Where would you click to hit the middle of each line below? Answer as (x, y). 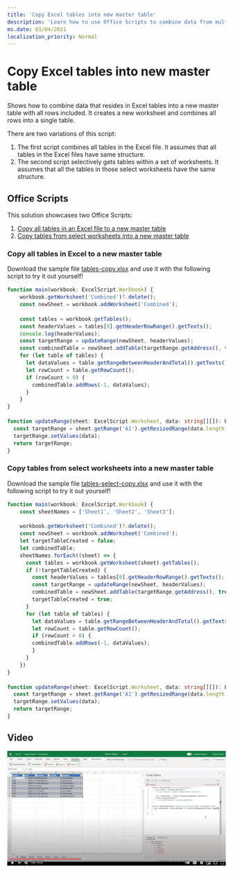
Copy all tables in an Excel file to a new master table (92, 228)
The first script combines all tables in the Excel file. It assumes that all (117, 147)
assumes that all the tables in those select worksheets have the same (116, 169)
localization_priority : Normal (52, 37)
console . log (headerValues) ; (60, 334)
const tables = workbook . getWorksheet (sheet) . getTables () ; (112, 563)
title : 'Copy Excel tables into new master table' (82, 15)
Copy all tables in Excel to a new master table (85, 254)
